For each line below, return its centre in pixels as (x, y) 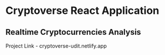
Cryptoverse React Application (82, 11)
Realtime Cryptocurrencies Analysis (73, 32)
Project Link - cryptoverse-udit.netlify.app (56, 46)
